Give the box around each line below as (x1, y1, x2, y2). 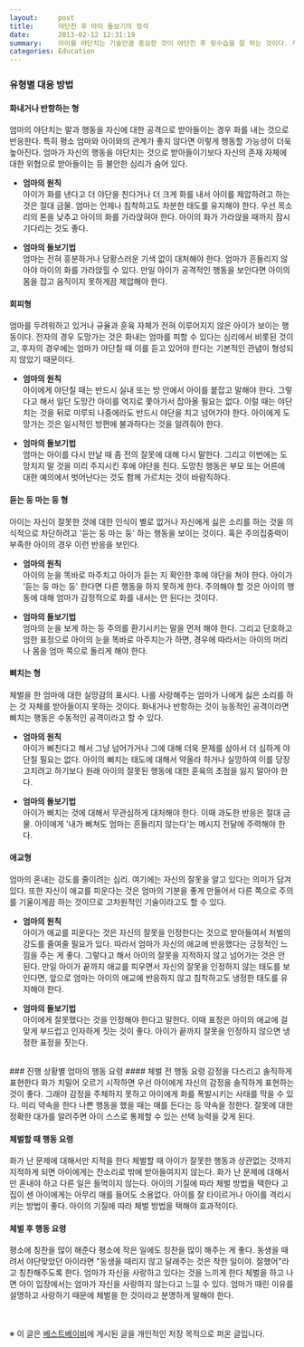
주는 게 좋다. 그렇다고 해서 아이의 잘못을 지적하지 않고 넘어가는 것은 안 (39, 950, 286, 960)
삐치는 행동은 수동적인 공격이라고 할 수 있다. (9, 712, 165, 722)
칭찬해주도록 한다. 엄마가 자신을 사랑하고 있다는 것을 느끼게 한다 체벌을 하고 (18, 1267, 285, 1278)
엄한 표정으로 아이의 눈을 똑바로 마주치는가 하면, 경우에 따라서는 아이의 (22, 634, 271, 645)
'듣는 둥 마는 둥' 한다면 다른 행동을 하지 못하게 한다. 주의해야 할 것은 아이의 (22, 580, 285, 591)
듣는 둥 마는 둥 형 (9, 494, 69, 505)
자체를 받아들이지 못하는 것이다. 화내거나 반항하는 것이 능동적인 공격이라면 (28, 701, 290, 712)
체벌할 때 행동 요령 (9, 1133, 74, 1144)
